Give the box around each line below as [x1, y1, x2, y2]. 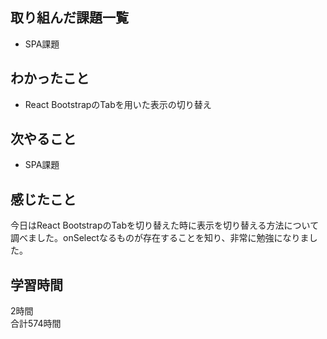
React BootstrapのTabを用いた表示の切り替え [24, 98, 212, 110]
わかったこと [10, 70, 90, 87]
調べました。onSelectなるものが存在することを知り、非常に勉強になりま [10, 232, 310, 244]
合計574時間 [10, 318, 62, 330]
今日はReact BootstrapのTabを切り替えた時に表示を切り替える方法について [10, 219, 320, 232]
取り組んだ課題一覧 [10, 9, 129, 27]
